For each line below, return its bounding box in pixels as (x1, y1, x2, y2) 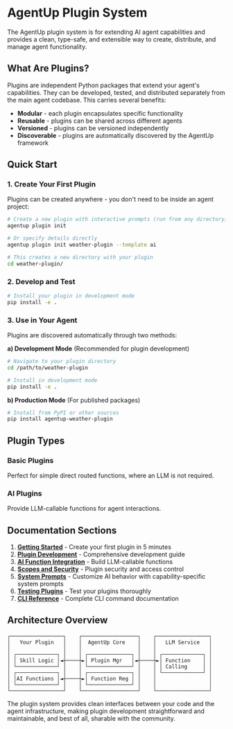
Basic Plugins (7, 455, 54, 465)
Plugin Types (7, 434, 65, 446)
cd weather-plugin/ (7, 260, 64, 267)
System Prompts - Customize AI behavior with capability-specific (17, 572, 206, 581)
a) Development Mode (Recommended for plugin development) (7, 344, 190, 353)
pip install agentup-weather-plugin (7, 416, 113, 423)
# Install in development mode (7, 376, 98, 384)
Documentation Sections (7, 525, 117, 536)
